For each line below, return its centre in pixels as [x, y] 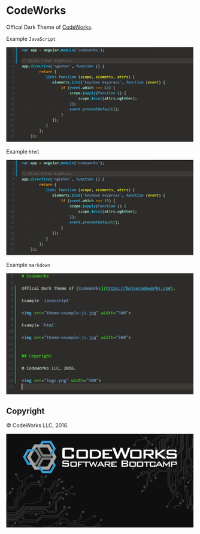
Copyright [25, 411]
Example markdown [28, 265]
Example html [23, 152]
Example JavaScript [31, 38]
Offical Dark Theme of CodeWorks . [49, 27]
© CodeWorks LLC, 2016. [37, 425]
